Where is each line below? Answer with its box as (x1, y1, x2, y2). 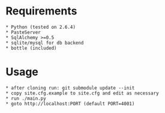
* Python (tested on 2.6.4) (5, 24, 76, 30)
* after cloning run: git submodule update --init (5, 85, 135, 91)
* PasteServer (5, 29, 41, 35)
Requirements (5, 4, 77, 18)
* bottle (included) (5, 45, 58, 51)
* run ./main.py (5, 95, 46, 102)
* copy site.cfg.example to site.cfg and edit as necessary (5, 90, 160, 96)
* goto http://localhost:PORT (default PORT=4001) (5, 100, 135, 106)
